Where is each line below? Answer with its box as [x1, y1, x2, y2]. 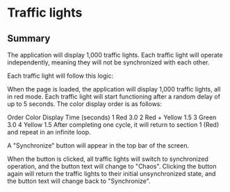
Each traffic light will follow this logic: [7, 71, 113, 80]
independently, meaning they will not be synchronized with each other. [7, 58, 210, 67]
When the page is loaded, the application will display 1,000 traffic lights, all [7, 85, 221, 93]
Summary [7, 33, 51, 44]
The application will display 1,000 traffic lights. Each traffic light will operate [7, 51, 224, 59]
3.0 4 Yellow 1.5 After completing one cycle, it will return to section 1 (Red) [7, 121, 220, 129]
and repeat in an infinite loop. [7, 128, 91, 136]
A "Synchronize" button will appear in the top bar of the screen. [7, 141, 190, 150]
